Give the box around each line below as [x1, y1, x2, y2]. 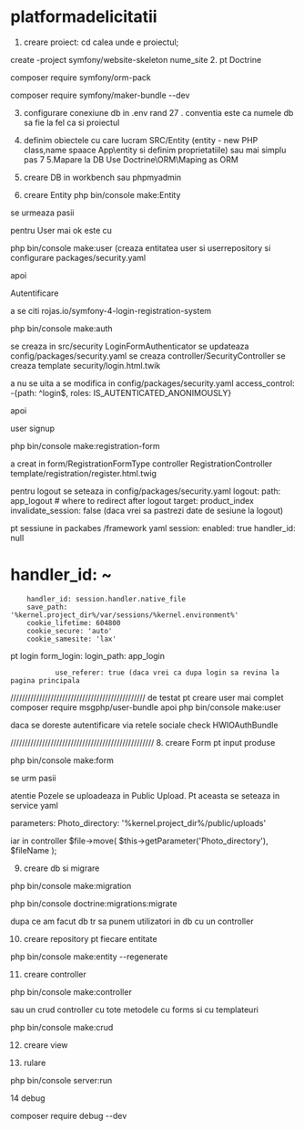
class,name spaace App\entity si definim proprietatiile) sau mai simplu [23, 144, 287, 155]
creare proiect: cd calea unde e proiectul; [23, 37, 179, 47]
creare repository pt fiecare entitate [23, 933, 157, 944]
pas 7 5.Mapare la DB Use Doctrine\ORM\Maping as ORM [23, 153, 239, 165]
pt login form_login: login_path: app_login [10, 650, 166, 661]
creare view [23, 1039, 68, 1051]
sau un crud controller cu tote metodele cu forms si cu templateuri [10, 1004, 258, 1015]
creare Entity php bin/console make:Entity [23, 189, 181, 200]
